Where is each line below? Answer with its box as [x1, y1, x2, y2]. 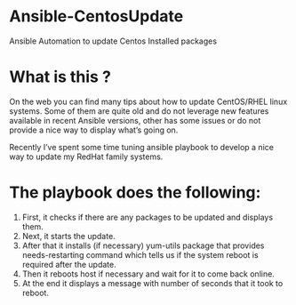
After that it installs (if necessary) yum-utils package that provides [21, 240, 265, 251]
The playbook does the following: [9, 182, 261, 203]
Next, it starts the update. [21, 230, 116, 241]
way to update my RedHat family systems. [9, 151, 164, 162]
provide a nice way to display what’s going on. [9, 124, 179, 135]
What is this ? [9, 67, 111, 87]
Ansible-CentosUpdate [9, 6, 184, 27]
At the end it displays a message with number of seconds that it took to [21, 277, 284, 288]
